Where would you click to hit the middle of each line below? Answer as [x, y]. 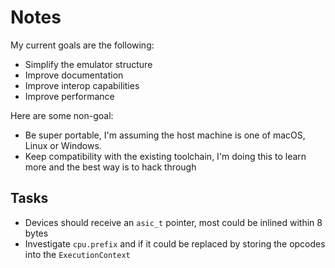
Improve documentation [74, 75]
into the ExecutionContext [77, 254]
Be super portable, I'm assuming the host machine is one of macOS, [165, 135]
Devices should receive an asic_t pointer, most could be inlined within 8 [173, 222]
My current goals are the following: [82, 45]
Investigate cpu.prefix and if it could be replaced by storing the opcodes [175, 243]
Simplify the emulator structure [88, 64]
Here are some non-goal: [62, 115]
